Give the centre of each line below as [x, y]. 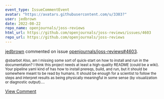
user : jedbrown [21, 19]
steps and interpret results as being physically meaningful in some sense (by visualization [81, 78]
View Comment [21, 91]
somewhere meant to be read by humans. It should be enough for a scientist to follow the [81, 73]
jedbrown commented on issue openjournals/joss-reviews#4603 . [72, 51]
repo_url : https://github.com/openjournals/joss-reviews [65, 38]
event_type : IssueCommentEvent [37, 10]
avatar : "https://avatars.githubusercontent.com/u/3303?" [66, 14]
